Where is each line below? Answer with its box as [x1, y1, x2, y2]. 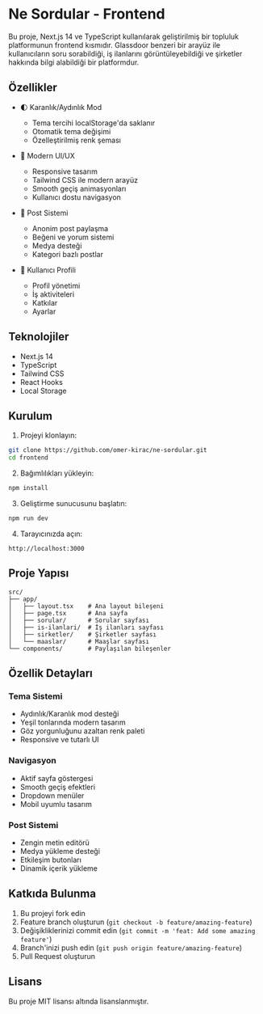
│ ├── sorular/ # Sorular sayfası [8, 616, 150, 624]
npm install [8, 484, 48, 492]
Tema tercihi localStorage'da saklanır [31, 118, 156, 128]
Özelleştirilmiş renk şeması [31, 135, 122, 145]
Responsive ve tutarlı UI [19, 735, 99, 745]
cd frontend [8, 454, 48, 462]
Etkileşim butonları [19, 855, 82, 864]
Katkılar [31, 298, 58, 307]
